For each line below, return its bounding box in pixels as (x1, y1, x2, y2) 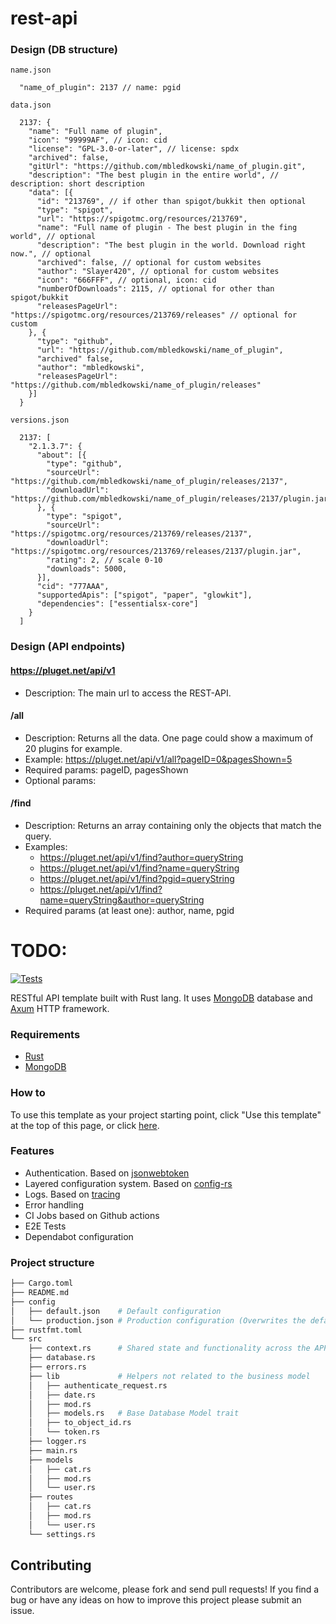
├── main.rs (28, 1445, 78, 1456)
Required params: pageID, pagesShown (24, 763, 189, 776)
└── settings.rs (28, 1529, 97, 1539)
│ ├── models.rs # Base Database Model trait (28, 1408, 240, 1419)
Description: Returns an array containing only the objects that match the (24, 820, 322, 832)
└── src (10, 1334, 43, 1344)
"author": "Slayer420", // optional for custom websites (36, 267, 280, 277)
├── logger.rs (28, 1437, 87, 1447)
